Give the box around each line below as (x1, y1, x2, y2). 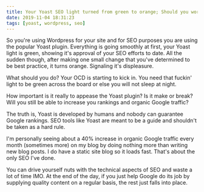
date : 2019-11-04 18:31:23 (6, 15, 75, 21)
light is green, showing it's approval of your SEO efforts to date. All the (6, 50, 182, 57)
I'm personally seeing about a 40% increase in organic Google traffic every (6, 135, 194, 142)
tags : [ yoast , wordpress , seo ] (6, 20, 86, 26)
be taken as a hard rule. (6, 124, 66, 131)
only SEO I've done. (6, 154, 56, 162)
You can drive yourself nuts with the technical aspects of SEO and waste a (6, 166, 192, 173)
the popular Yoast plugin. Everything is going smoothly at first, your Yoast (6, 43, 191, 50)
